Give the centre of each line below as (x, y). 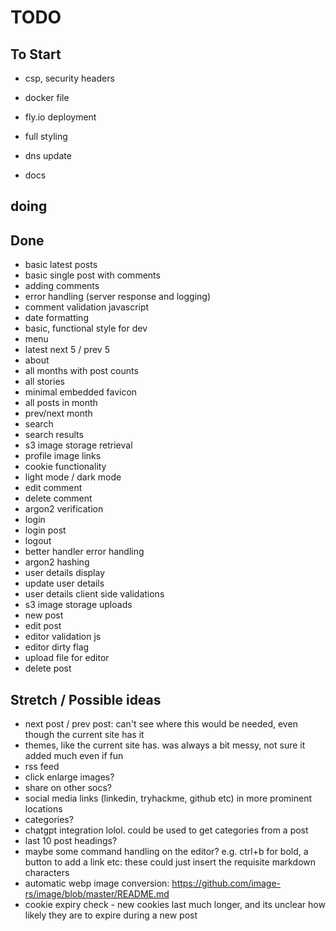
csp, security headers (69, 78)
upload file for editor (67, 658)
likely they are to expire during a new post (111, 915)
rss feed (42, 767)
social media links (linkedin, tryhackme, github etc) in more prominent (168, 798)
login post (45, 530)
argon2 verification (64, 509)
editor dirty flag (57, 647)
